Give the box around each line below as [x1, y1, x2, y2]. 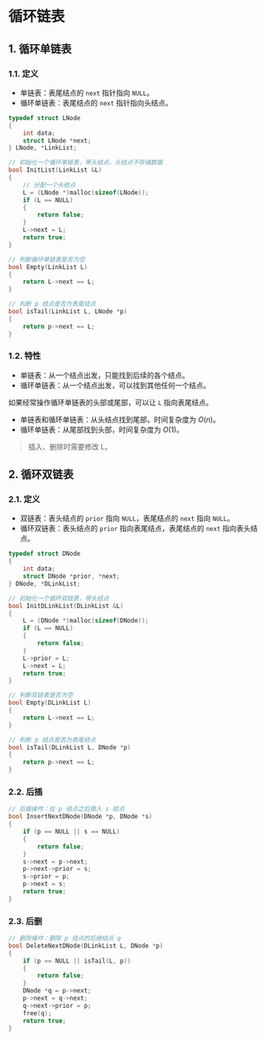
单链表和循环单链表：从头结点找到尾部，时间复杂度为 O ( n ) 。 [19, 414, 220, 424]
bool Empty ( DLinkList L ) [8, 698, 92, 707]
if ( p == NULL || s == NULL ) [23, 827, 121, 836]
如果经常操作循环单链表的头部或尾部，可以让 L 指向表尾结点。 [8, 397, 214, 407]
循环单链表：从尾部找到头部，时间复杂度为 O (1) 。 [19, 425, 184, 434]
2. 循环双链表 [8, 468, 74, 482]
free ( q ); [23, 1009, 52, 1017]
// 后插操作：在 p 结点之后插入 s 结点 [8, 805, 125, 814]
